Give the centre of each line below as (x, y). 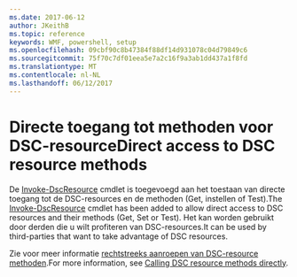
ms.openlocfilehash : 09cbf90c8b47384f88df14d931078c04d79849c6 (129, 50)
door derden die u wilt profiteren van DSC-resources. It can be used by (138, 227)
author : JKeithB (39, 26)
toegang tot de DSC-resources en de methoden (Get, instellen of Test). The (146, 198)
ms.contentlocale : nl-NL (55, 75)
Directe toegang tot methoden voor (141, 127)
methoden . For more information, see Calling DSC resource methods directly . (149, 263)
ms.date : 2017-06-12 (47, 17)
